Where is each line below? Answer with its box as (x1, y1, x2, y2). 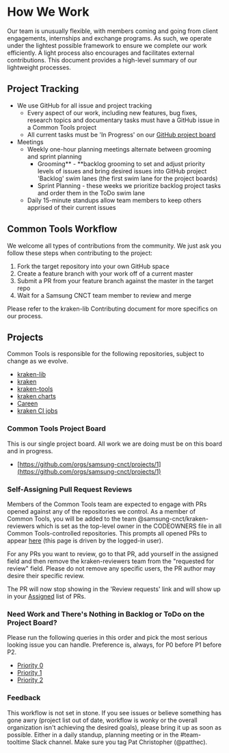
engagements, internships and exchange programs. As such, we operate (7, 34, 212, 42)
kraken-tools (16, 385, 53, 393)
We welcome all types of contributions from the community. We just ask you (7, 241, 222, 250)
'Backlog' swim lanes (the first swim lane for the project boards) (37, 174, 218, 182)
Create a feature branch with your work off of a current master (16, 269, 193, 278)
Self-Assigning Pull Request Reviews (7, 484, 133, 494)
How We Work (7, 4, 90, 20)
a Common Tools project (27, 123, 97, 131)
